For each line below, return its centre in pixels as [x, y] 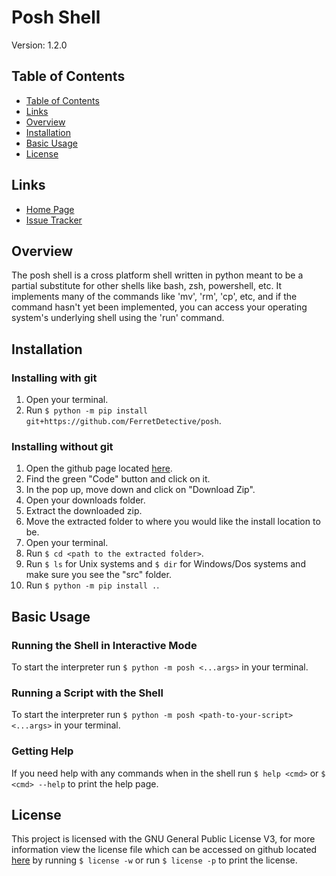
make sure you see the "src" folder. [98, 575]
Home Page [50, 209]
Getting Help [42, 751]
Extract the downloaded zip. [84, 511]
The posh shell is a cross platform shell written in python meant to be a [157, 275]
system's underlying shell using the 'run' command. [118, 318]
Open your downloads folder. [85, 500]
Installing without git [62, 446]
